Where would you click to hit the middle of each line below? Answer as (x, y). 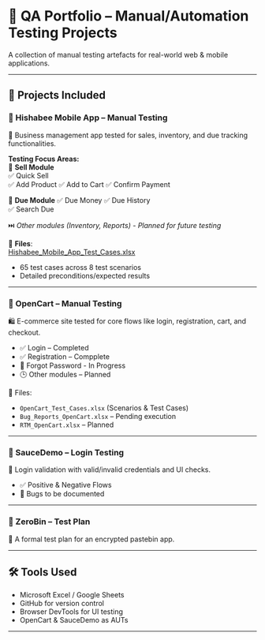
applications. (29, 63)
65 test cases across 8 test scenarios (80, 267)
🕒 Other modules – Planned (65, 374)
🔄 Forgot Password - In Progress (73, 365)
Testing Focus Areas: (44, 159)
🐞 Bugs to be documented (62, 494)
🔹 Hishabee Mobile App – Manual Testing (88, 118)
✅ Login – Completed (54, 347)
